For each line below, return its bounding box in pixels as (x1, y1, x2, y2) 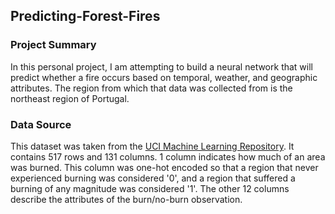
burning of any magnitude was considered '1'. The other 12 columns (10, 182, 290, 194)
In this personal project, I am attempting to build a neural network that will (10, 60, 313, 73)
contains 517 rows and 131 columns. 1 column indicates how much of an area (10, 150, 326, 163)
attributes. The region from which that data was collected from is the (10, 82, 293, 94)
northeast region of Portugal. (10, 92, 130, 104)
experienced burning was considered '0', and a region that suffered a (10, 172, 296, 184)
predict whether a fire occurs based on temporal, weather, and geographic (10, 71, 318, 83)
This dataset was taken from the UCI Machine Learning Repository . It (10, 140, 295, 152)
